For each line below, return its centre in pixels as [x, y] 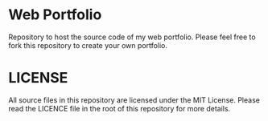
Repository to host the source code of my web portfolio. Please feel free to [132, 37]
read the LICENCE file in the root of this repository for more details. [120, 108]
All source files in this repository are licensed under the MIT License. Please [134, 100]
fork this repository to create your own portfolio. [88, 45]
